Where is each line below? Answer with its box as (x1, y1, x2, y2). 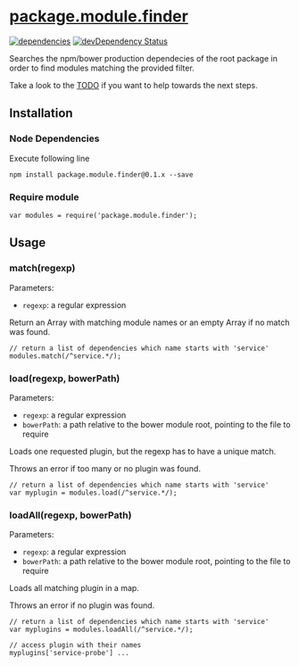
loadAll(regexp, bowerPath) (9, 509, 132, 521)
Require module (9, 190, 79, 203)
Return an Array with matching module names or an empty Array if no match (9, 317, 290, 328)
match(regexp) (9, 262, 76, 274)
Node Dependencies (9, 132, 100, 145)
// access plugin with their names (9, 641, 142, 650)
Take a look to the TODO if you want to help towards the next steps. (9, 79, 259, 90)
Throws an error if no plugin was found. (9, 600, 155, 611)
